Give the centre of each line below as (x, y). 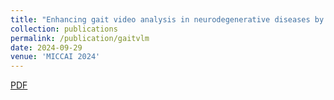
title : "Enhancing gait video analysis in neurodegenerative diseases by (167, 19)
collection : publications (64, 29)
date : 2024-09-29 (46, 47)
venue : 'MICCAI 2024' (55, 57)
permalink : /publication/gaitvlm (80, 38)
